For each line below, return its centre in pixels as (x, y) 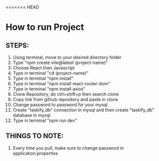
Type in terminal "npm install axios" (49, 89)
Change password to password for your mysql (60, 105)
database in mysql (32, 115)
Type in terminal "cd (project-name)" (50, 73)
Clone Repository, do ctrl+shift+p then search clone (66, 94)
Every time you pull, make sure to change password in (68, 148)
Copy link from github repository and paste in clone (65, 99)
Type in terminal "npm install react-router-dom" (62, 83)
